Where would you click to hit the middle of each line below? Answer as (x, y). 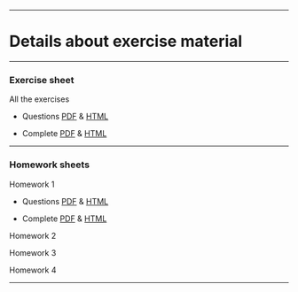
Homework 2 (33, 235)
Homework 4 (33, 270)
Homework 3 (33, 252)
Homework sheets (50, 165)
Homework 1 (32, 184)
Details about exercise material (126, 42)
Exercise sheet (42, 80)
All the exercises (39, 99)
